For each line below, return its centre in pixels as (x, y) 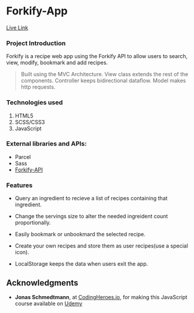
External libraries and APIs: (46, 144)
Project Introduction (36, 43)
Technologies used (34, 103)
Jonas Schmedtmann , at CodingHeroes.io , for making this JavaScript (101, 297)
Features (19, 185)
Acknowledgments (43, 283)
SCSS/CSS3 (30, 122)
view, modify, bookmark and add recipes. (57, 63)
